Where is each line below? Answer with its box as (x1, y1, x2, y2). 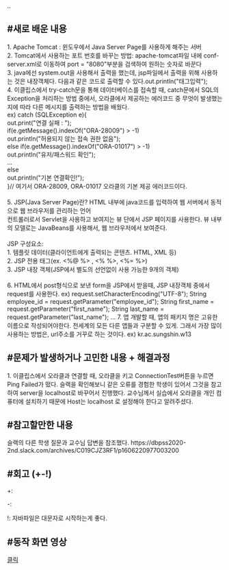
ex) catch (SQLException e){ (7, 110, 87, 119)
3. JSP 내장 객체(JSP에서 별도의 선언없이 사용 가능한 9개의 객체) (7, 265, 179, 273)
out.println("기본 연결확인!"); (7, 174, 84, 182)
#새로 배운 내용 (7, 23, 67, 35)
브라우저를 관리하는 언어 (27, 206, 92, 215)
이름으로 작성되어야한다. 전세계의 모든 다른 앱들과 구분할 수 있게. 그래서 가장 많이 (7, 321, 222, 329)
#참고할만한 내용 (7, 419, 73, 431)
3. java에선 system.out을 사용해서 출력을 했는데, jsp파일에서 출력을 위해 (7, 68, 200, 77)
